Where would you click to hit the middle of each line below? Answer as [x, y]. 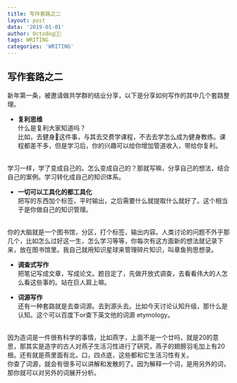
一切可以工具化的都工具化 [55, 192]
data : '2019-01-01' [36, 27]
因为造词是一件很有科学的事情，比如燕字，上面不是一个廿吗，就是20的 [110, 337]
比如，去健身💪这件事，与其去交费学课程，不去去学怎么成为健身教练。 [119, 136]
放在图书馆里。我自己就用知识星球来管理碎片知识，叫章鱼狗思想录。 [118, 249]
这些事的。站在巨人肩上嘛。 [70, 282]
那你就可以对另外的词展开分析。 [54, 372]
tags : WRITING [28, 40]
